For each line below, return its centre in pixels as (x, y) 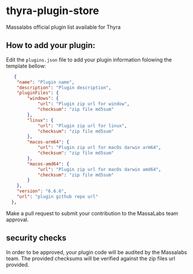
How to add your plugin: (51, 45)
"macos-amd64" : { (48, 164)
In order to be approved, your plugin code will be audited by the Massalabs (97, 252)
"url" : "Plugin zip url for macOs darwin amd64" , (99, 169)
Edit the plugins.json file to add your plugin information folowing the (89, 59)
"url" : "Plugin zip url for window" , (84, 104)
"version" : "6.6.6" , (42, 191)
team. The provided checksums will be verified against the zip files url (91, 258)
